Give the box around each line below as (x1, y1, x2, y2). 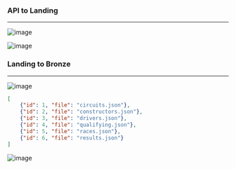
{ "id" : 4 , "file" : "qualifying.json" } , (20, 121, 137, 128)
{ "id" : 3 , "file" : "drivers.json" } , (20, 115, 128, 122)
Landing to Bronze (7, 59, 71, 69)
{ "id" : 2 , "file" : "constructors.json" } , (20, 108, 143, 116)
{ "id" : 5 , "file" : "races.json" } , (20, 128, 121, 135)
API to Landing (7, 6, 58, 15)
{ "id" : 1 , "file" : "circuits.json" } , (20, 102, 131, 109)
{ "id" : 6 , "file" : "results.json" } (20, 134, 124, 142)
